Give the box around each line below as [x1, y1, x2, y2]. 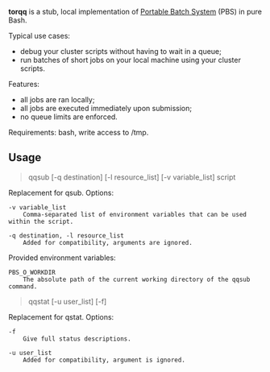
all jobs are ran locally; [19, 95, 95, 104]
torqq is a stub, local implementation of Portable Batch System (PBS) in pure [8, 7, 262, 16]
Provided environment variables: [8, 253, 116, 262]
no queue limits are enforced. [19, 112, 118, 122]
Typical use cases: [8, 31, 71, 40]
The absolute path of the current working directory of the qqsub [23, 275, 251, 283]
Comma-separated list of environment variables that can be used [23, 210, 247, 218]
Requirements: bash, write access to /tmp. [8, 128, 149, 137]
